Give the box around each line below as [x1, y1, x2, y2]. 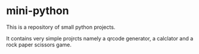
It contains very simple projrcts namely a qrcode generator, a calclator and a [6, 35, 194, 42]
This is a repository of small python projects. [6, 23, 116, 31]
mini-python [6, 4, 70, 18]
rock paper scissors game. [6, 41, 72, 48]
